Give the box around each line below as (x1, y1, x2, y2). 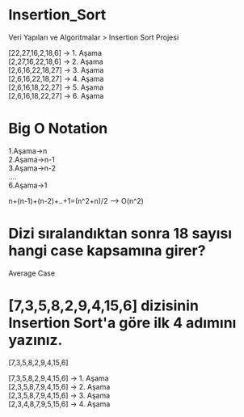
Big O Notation (8, 120, 108, 138)
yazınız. (8, 331, 63, 349)
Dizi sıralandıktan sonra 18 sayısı (8, 225, 233, 243)
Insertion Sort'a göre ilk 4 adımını (8, 314, 237, 332)
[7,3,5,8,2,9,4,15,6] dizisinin (8, 297, 200, 314)
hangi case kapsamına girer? (8, 242, 206, 260)
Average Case (8, 268, 55, 278)
